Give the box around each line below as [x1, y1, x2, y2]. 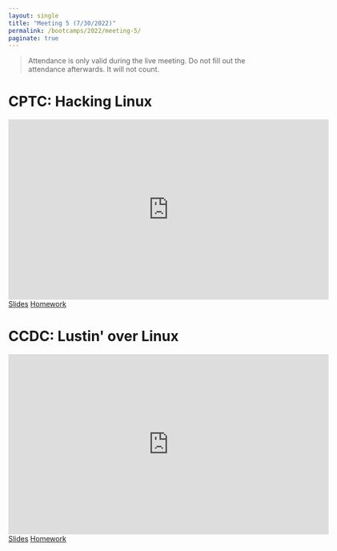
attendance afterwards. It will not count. [27, 65, 160, 74]
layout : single [8, 11, 59, 20]
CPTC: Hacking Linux [8, 93, 153, 111]
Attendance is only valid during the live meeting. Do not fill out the [27, 56, 246, 66]
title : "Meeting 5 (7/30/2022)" [8, 19, 116, 27]
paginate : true [8, 34, 59, 42]
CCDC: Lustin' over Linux [8, 328, 179, 345]
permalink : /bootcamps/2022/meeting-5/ [8, 26, 142, 34]
